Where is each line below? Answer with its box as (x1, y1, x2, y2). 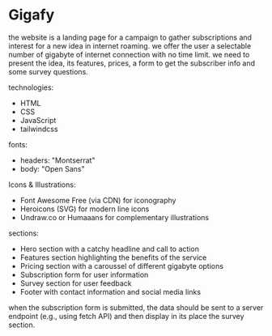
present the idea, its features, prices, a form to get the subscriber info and (8, 58, 256, 68)
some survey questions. (8, 66, 89, 76)
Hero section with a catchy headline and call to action (19, 244, 200, 253)
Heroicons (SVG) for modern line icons (19, 204, 150, 214)
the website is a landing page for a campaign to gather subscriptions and (8, 32, 253, 42)
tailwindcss (19, 124, 58, 134)
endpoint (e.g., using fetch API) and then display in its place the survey (8, 311, 244, 321)
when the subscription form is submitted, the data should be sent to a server (8, 302, 264, 313)
